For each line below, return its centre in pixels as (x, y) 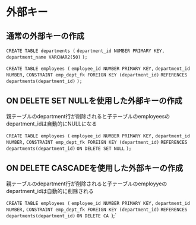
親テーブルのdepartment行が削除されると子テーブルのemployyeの (87, 184)
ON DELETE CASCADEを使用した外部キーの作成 (95, 168)
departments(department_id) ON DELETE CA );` (61, 215)
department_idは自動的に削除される (50, 191)
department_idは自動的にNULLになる (52, 123)
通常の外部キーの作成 (45, 36)
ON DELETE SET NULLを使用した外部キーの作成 (94, 101)
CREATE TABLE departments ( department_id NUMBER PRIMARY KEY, (86, 51)
